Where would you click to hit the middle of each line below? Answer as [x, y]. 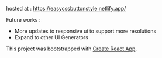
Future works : [23, 20]
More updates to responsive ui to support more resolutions [85, 31]
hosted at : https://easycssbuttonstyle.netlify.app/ [66, 8]
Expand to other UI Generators [51, 37]
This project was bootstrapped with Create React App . [72, 49]
